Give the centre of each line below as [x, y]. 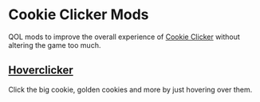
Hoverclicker [41, 71]
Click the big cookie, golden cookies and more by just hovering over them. [130, 89]
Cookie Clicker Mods [79, 15]
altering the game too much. [55, 45]
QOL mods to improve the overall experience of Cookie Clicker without [124, 37]
